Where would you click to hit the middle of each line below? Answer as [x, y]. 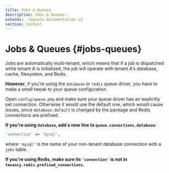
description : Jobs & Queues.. [37, 15]
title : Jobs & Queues [28, 10]
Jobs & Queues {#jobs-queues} [74, 49]
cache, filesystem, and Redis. [36, 74]
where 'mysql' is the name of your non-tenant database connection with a [83, 144]
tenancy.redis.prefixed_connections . [45, 165]
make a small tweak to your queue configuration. [57, 89]
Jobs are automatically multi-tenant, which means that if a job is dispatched [85, 63]
